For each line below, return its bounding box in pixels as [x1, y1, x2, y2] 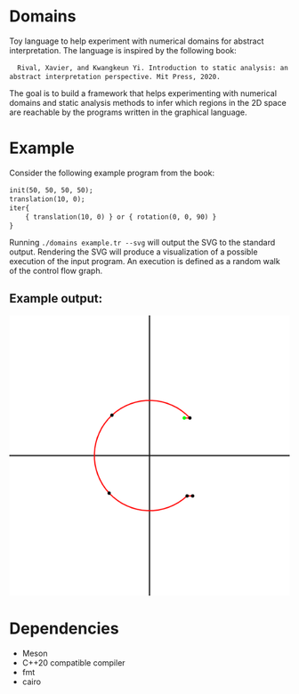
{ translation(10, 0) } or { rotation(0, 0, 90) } [25, 212, 217, 222]
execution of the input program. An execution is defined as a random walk [9, 255, 280, 266]
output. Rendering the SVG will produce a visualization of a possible [9, 246, 258, 257]
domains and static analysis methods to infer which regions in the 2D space [9, 97, 287, 108]
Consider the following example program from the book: [9, 167, 215, 178]
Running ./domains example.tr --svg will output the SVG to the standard [9, 237, 276, 247]
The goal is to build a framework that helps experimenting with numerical [9, 87, 278, 99]
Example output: [9, 291, 103, 306]
